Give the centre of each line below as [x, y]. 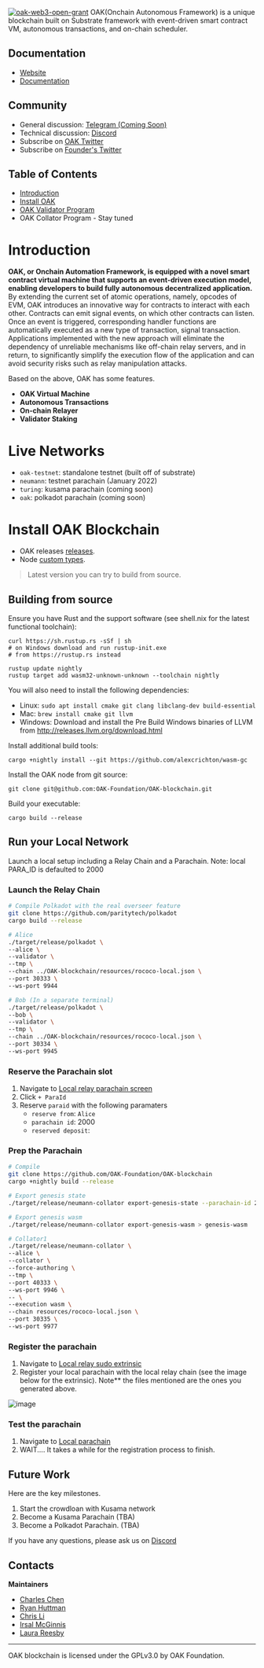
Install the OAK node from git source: [68, 775]
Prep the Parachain [45, 1151]
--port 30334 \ [33, 1044]
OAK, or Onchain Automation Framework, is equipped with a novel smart [129, 272]
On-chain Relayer [49, 411]
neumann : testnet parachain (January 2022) [88, 481]
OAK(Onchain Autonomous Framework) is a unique [172, 12]
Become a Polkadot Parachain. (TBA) [79, 1526]
